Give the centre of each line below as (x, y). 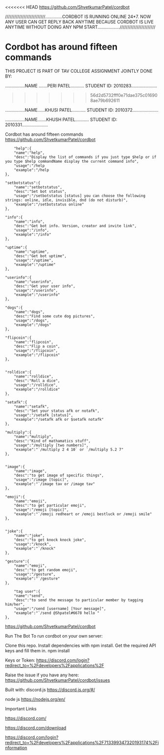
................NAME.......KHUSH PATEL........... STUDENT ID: (61, 119)
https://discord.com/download (36, 727)
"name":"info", (29, 221)
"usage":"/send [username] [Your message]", (60, 609)
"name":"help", (29, 153)
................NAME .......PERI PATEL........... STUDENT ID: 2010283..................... (81, 86)
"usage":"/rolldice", (36, 385)
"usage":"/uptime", (34, 260)
